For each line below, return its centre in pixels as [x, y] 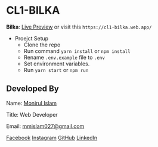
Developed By [33, 89]
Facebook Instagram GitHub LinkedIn [52, 137]
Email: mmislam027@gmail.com [45, 126]
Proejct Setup [32, 38]
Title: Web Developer [32, 114]
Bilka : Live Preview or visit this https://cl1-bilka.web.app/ [79, 27]
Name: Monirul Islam [32, 103]
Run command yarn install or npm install [77, 51]
